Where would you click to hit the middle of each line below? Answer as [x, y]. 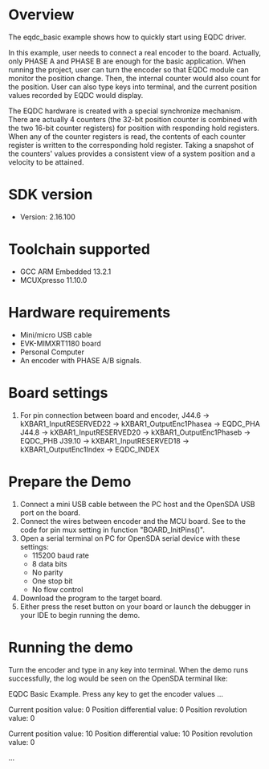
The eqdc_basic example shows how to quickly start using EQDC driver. [127, 37]
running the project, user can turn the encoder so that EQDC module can [128, 69]
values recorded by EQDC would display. [76, 95]
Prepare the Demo [70, 482]
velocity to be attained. [46, 162]
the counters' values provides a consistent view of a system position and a [132, 153]
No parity [47, 572]
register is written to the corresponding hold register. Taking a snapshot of [131, 145]
